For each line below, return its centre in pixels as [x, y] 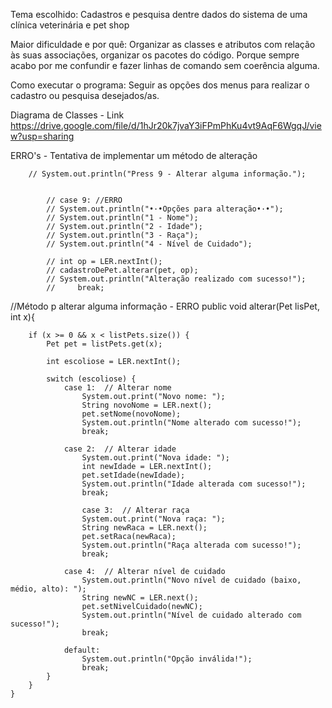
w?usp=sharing [42, 136]
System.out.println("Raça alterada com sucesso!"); [191, 545]
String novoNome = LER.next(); [147, 405]
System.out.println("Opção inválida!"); [167, 659]
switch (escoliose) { [91, 379]
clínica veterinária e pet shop [70, 25]
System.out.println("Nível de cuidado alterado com [191, 615]
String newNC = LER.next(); [140, 598]
